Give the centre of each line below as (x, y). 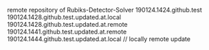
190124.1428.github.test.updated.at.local (64, 17)
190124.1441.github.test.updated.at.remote (67, 32)
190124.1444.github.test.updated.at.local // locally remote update (99, 39)
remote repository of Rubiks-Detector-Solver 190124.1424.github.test (104, 10)
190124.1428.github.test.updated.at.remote (68, 24)
